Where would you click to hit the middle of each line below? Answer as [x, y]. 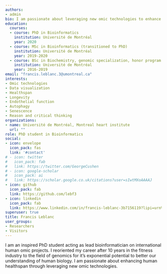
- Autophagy [17, 107]
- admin [13, 14]
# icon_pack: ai [24, 176]
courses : [19, 28]
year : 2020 [25, 42]
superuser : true [22, 213]
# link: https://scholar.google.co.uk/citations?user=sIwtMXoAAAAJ [79, 180]
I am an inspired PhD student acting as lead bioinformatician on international [83, 245]
